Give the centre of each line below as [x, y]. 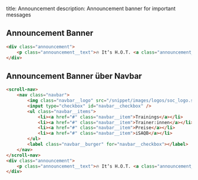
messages [19, 15]
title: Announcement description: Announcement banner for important [91, 9]
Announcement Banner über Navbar [74, 76]
